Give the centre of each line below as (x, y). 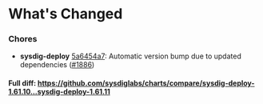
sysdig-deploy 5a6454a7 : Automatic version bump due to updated (130, 56)
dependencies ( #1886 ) (57, 65)
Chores (23, 39)
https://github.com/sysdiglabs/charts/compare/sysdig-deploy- (146, 83)
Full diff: (22, 83)
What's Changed (66, 14)
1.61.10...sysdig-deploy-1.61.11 (59, 92)
